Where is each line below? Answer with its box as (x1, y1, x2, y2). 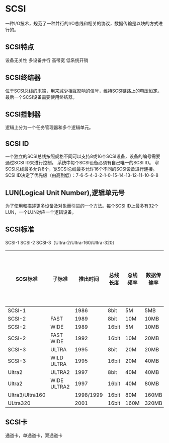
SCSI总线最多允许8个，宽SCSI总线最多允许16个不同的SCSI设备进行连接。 (5, 166, 157, 172)
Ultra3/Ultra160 (8, 391, 46, 398)
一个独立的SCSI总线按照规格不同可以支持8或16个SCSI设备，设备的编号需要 (5, 153, 160, 159)
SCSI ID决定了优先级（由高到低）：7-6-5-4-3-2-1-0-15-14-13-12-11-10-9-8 (5, 172, 158, 178)
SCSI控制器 (5, 110, 41, 118)
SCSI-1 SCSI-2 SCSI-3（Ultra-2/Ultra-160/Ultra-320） (5, 239, 117, 245)
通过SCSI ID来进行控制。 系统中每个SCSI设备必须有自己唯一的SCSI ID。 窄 (5, 160, 159, 166)
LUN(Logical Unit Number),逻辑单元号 (5, 188, 125, 197)
